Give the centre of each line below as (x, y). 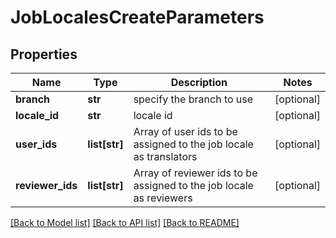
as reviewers (163, 198)
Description (199, 82)
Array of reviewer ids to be (195, 173)
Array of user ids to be (185, 131)
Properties (44, 54)
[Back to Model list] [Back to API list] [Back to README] (125, 222)
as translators (165, 156)
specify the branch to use (193, 99)
